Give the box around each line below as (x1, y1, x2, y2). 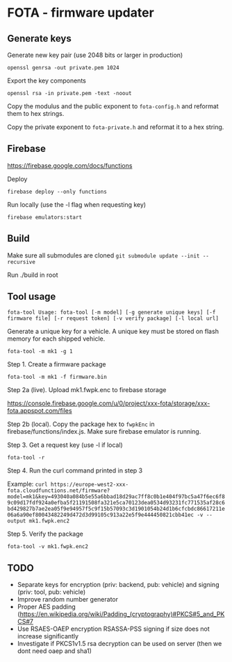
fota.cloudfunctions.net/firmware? (7, 487, 110, 494)
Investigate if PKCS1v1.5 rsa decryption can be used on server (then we (17, 640, 222, 648)
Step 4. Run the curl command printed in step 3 (7, 466, 143, 475)
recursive (7, 258, 36, 265)
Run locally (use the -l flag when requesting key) (7, 200, 147, 209)
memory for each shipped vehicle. (7, 334, 106, 343)
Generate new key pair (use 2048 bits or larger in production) (7, 51, 183, 59)
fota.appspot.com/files (7, 407, 72, 415)
